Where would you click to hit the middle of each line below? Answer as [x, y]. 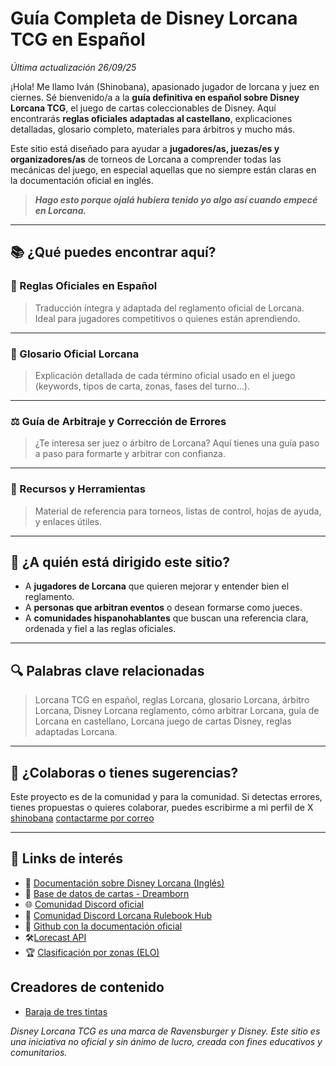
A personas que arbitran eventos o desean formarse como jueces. [163, 608]
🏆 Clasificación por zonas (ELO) [92, 952]
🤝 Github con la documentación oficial [103, 926]
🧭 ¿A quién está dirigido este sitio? [120, 562]
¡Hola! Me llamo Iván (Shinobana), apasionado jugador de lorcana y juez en [165, 86]
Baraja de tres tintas [66, 1011]
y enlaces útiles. [68, 521]
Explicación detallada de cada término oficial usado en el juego [165, 375]
